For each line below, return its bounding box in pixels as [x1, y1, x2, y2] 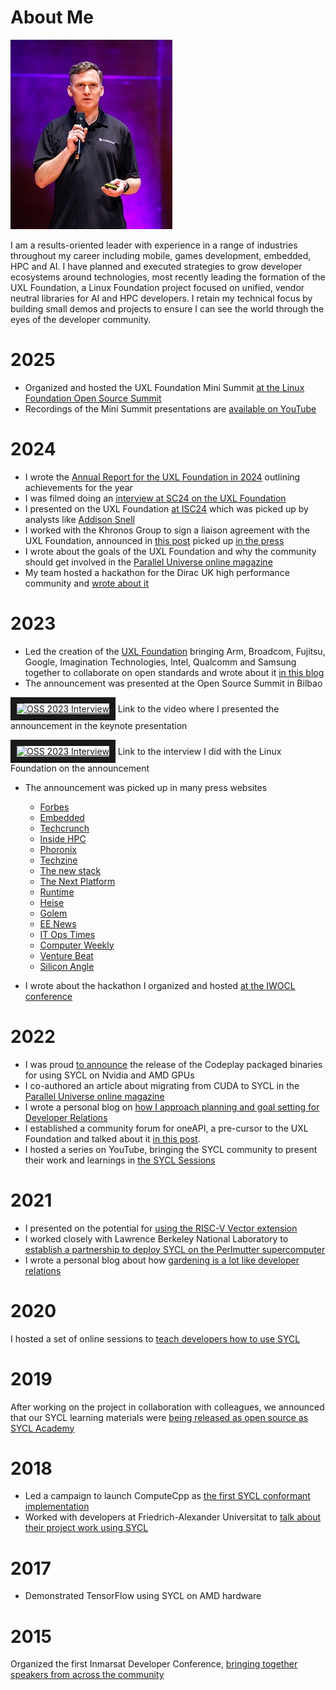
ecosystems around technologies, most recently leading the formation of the [10, 271, 326, 283]
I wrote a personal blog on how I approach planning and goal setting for [24, 1101, 320, 1113]
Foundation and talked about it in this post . [24, 1132, 201, 1145]
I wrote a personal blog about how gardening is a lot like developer [24, 1254, 300, 1266]
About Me [10, 6, 94, 29]
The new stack [39, 864, 102, 876]
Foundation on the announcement [10, 762, 150, 774]
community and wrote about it [24, 577, 149, 589]
